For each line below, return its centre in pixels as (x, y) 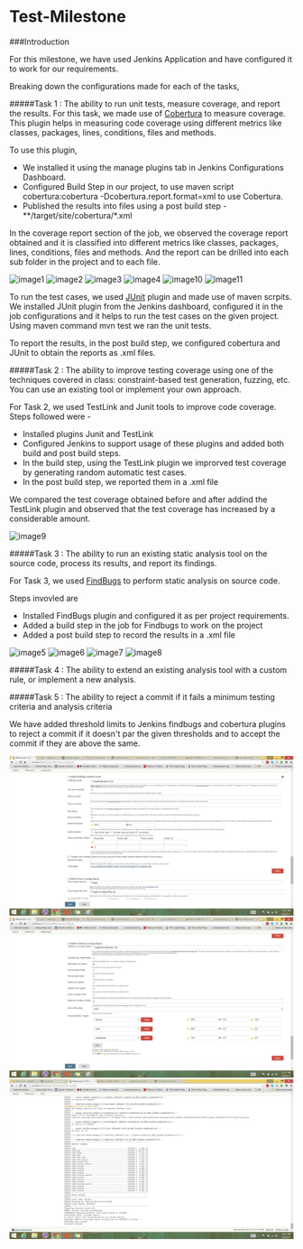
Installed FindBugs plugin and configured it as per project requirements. (156, 615)
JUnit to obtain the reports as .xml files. (83, 352)
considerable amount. (50, 518)
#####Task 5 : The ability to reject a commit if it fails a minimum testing (142, 696)
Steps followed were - (50, 416)
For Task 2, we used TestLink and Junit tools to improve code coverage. (143, 406)
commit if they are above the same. (75, 743)
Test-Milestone (68, 17)
